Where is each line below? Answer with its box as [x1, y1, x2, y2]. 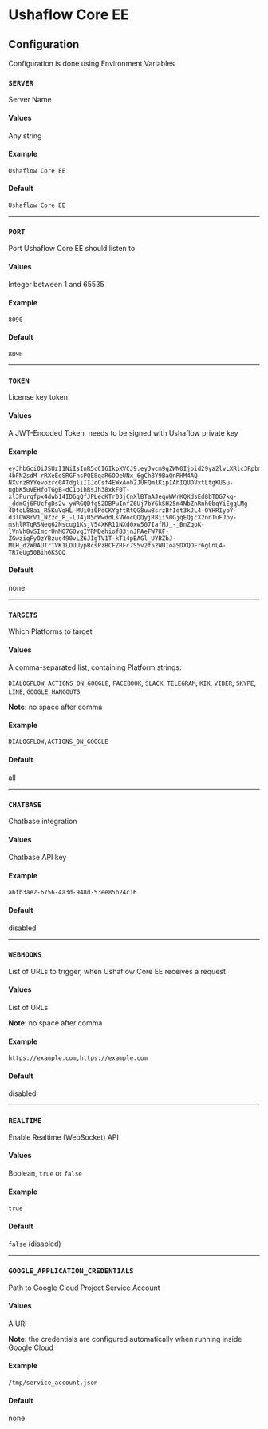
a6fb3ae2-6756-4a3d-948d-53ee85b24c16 [8, 889, 137, 897]
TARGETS [8, 610, 38, 619]
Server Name [8, 94, 52, 105]
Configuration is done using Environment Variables [8, 58, 175, 68]
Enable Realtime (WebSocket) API [8, 1132, 120, 1142]
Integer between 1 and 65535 [8, 280, 105, 289]
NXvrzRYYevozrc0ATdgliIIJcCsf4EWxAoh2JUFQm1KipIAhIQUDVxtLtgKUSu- [8, 478, 234, 487]
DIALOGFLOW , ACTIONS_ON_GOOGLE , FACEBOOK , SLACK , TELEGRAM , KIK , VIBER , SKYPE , [8, 678, 257, 688]
